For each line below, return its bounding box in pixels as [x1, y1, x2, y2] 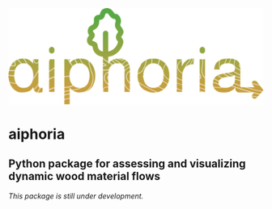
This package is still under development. [8, 190, 144, 201]
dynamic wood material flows [8, 169, 160, 183]
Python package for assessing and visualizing [8, 157, 246, 171]
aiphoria [8, 125, 66, 144]
